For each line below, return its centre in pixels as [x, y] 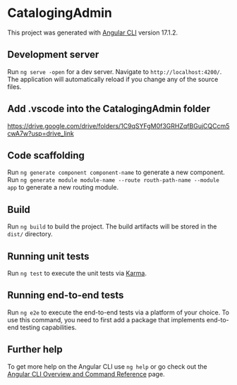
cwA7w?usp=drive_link [41, 133]
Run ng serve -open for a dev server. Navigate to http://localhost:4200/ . [115, 71]
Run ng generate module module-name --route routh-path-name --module [114, 180]
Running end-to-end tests [66, 295]
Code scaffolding [46, 155]
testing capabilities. [48, 327]
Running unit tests [48, 256]
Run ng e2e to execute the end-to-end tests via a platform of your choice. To [119, 312]
